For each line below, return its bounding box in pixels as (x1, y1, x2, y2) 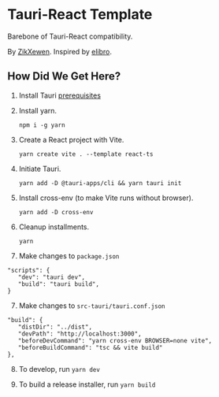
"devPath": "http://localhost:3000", (17, 329, 143, 338)
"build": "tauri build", (17, 280, 100, 288)
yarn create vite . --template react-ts (18, 150, 154, 158)
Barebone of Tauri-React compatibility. (7, 32, 133, 41)
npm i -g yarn (18, 121, 65, 129)
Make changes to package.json (18, 250, 120, 261)
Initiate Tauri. (18, 164, 61, 173)
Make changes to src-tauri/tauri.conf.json (18, 301, 166, 310)
